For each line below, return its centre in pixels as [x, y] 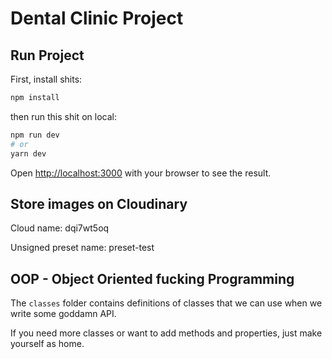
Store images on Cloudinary [99, 203]
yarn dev [28, 153]
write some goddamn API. [63, 314]
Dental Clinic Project [97, 18]
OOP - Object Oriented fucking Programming [152, 278]
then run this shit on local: [63, 116]
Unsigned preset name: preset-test [82, 248]
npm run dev [35, 135]
